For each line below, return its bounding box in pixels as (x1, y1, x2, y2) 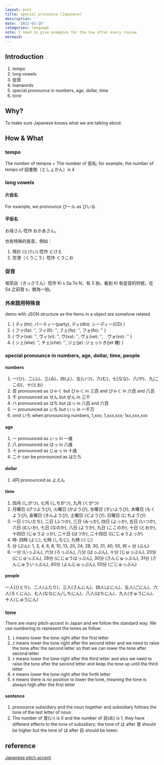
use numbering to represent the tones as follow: (5, 625, 102, 631)
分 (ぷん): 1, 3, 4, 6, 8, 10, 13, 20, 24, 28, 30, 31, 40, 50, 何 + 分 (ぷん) (12, 543, 149, 549)
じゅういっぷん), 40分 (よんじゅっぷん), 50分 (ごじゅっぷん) (16, 561, 137, 567)
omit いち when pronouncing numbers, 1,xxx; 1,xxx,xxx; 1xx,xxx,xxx (12, 413, 148, 419)
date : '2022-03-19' (5, 21, 45, 26)
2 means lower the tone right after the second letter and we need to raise (12, 640, 160, 646)
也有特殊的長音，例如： (5, 238, 52, 244)
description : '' (5, 16, 38, 21)
